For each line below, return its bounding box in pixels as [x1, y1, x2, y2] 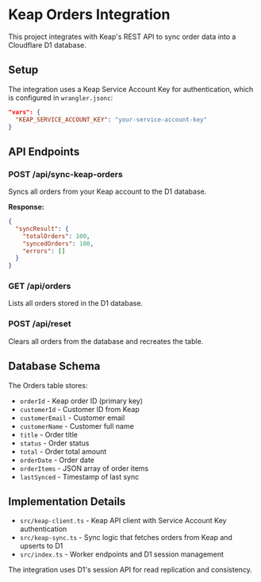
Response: [8, 202, 45, 212]
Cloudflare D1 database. [8, 40, 87, 49]
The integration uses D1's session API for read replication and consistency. [8, 565, 252, 575]
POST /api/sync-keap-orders [8, 168, 123, 179]
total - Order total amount [19, 446, 107, 456]
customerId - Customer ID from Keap [19, 404, 140, 414]
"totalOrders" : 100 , [22, 232, 90, 240]
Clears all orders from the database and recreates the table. [8, 336, 204, 346]
